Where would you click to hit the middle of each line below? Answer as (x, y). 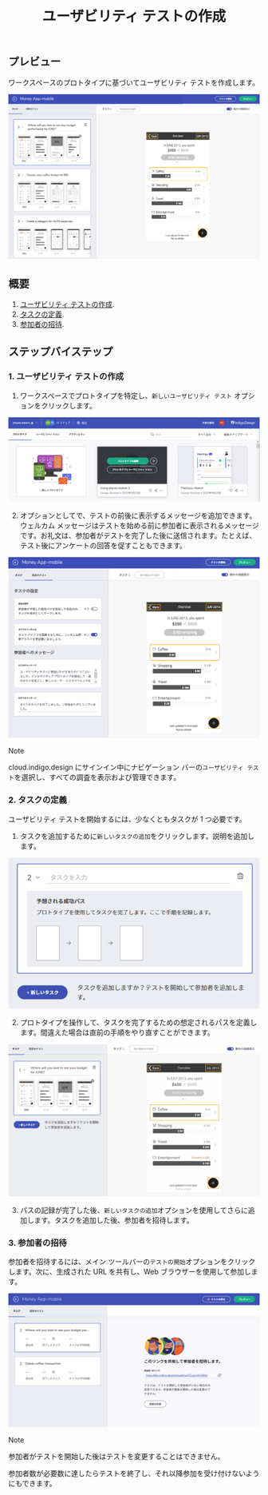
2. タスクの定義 (38, 800)
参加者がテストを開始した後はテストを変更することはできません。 (116, 1456)
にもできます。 (33, 1483)
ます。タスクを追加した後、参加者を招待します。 (114, 1220)
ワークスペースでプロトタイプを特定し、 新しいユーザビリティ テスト (126, 396)
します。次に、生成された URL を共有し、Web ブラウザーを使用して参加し (130, 1272)
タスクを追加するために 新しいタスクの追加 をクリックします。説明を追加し (137, 836)
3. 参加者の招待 (38, 1243)
